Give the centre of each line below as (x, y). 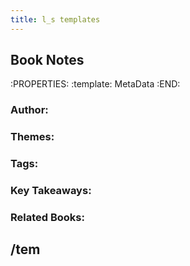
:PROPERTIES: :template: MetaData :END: (95, 84)
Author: (29, 110)
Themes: (32, 137)
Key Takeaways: (51, 191)
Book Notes (47, 60)
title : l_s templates (55, 19)
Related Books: (47, 218)
